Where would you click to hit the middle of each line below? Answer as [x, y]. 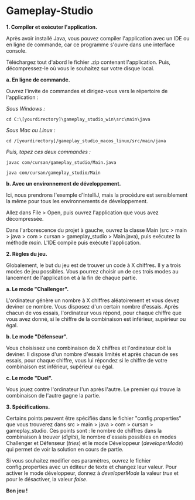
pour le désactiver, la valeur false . [47, 479]
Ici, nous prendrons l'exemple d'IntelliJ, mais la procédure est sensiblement [97, 195]
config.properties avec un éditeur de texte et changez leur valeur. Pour [92, 467]
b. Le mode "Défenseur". [37, 336]
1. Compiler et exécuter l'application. [52, 27]
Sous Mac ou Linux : [31, 130]
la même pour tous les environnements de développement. [77, 201]
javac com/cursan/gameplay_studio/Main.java [61, 162]
